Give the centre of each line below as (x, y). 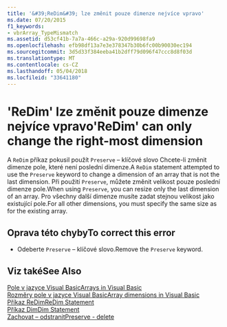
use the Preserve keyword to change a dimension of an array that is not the (113, 175)
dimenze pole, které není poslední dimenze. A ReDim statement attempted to (113, 167)
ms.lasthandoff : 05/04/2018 (47, 71)
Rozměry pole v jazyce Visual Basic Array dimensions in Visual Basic (104, 295)
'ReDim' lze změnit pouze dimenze (108, 112)
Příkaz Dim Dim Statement (43, 309)
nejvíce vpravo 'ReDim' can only (100, 126)
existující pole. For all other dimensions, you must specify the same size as (112, 204)
